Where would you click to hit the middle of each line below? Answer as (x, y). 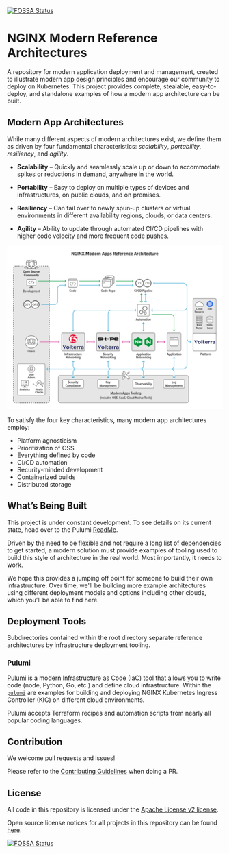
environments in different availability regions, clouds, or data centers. (114, 215)
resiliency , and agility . (38, 154)
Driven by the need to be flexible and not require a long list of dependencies (114, 543)
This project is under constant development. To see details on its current (109, 522)
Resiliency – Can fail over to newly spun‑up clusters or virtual (104, 208)
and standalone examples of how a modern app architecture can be (125, 93)
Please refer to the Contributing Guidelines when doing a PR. (93, 772)
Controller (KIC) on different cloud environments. (76, 700)
